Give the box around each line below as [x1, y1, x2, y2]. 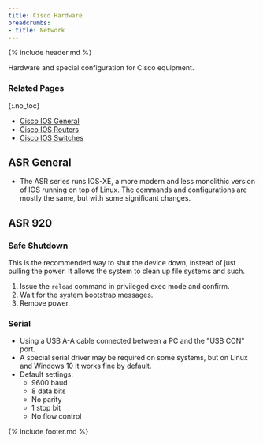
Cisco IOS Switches [19, 133, 84, 142]
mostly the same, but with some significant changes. [19, 193, 191, 203]
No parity [31, 395, 62, 404]
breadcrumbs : [8, 19, 51, 27]
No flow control [31, 411, 82, 421]
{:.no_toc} [8, 100, 40, 111]
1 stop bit [31, 404, 61, 413]
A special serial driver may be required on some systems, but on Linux [19, 353, 248, 362]
